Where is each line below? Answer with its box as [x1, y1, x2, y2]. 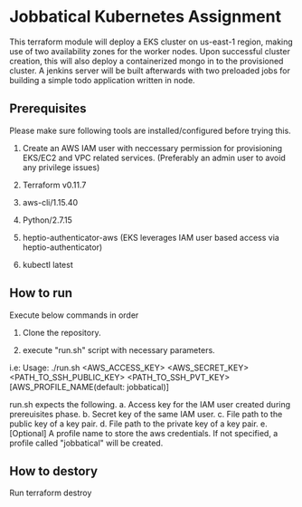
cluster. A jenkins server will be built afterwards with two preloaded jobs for [9, 65, 291, 76]
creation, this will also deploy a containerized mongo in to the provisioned [9, 55, 284, 66]
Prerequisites [9, 101, 87, 117]
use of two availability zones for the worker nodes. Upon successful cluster [9, 45, 291, 56]
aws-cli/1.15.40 [22, 196, 79, 207]
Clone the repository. [22, 327, 101, 338]
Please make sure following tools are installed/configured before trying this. [9, 125, 291, 136]
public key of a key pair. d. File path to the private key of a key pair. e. [9, 418, 269, 429]
